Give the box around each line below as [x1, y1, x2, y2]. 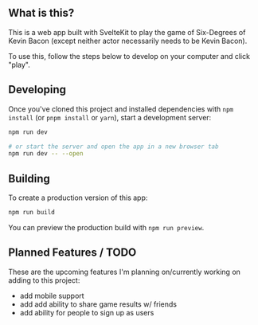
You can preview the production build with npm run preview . [8, 222, 205, 232]
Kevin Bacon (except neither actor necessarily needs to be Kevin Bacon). [8, 36, 248, 45]
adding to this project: [8, 275, 80, 285]
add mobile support [19, 291, 85, 300]
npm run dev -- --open [8, 150, 84, 158]
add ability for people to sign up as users [19, 307, 154, 317]
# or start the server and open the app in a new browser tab [8, 143, 219, 151]
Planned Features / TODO [8, 246, 137, 260]
